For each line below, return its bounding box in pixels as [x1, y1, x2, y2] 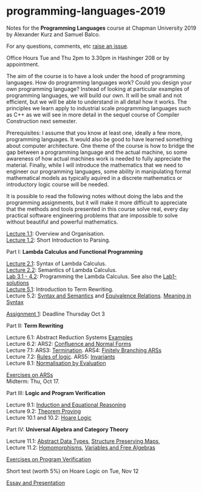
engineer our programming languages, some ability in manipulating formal [6, 168, 191, 175]
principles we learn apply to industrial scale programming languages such [6, 104, 191, 111]
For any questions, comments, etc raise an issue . [6, 42, 129, 50]
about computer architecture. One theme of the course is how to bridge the [6, 142, 195, 149]
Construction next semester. [6, 117, 77, 125]
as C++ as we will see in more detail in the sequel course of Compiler [6, 111, 180, 118]
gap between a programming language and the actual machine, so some [6, 148, 188, 156]
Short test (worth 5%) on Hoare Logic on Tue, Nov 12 [6, 467, 139, 474]
